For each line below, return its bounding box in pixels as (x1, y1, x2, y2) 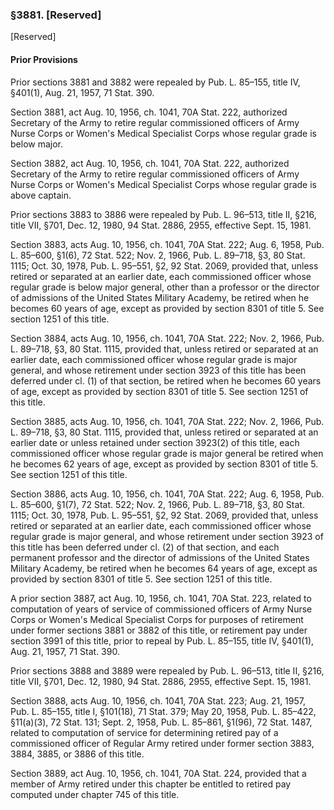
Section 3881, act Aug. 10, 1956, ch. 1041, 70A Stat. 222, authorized (10, 106, 288, 118)
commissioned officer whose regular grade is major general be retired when (10, 447, 324, 459)
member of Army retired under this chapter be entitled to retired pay (10, 778, 292, 790)
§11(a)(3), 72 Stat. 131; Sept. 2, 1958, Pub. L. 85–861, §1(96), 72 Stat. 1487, (10, 716, 313, 728)
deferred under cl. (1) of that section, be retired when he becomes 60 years (10, 374, 322, 387)
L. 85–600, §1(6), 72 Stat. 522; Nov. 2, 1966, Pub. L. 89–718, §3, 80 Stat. (10, 249, 306, 261)
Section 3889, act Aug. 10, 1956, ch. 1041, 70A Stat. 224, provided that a (10, 767, 307, 779)
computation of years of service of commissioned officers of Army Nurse (10, 603, 313, 615)
